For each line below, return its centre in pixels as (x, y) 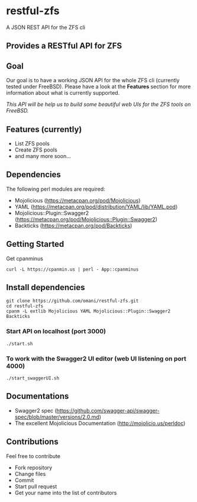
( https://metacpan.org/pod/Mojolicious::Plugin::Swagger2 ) (86, 219)
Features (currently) (44, 129)
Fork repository (33, 467)
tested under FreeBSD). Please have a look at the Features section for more (98, 86)
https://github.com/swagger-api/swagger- (108, 410)
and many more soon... (43, 156)
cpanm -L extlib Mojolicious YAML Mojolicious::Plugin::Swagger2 (88, 311)
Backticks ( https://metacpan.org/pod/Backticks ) (73, 226)
